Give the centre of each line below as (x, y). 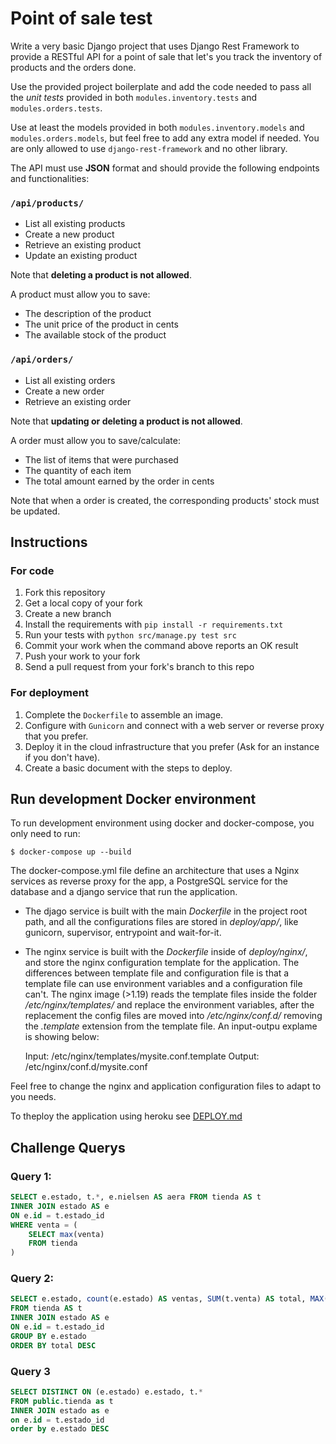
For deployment (49, 693)
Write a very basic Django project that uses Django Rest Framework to (155, 46)
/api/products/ (47, 203)
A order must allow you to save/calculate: (95, 440)
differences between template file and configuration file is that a (157, 973)
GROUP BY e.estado (48, 1336)
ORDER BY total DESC (53, 1345)
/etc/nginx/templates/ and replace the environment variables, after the (169, 1005)
